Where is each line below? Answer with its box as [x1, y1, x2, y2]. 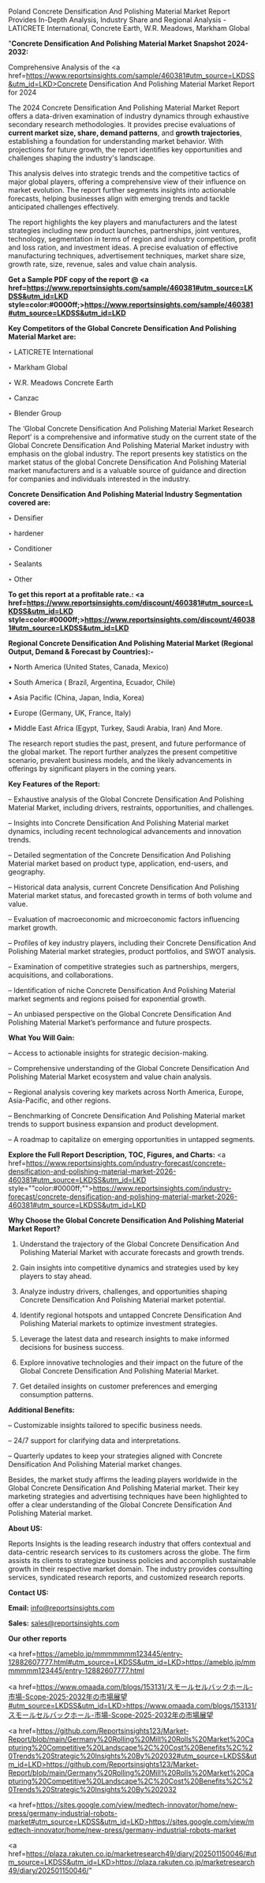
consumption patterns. [19, 1390, 94, 1399]
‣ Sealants [8, 559, 43, 568]
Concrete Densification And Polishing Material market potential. [19, 1295, 226, 1304]
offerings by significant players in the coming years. [8, 764, 177, 773]
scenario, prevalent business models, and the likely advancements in [8, 756, 233, 765]
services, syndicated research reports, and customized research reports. [8, 1573, 246, 1582]
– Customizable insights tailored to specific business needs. [8, 1421, 203, 1430]
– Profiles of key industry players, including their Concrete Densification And [8, 938, 256, 947]
